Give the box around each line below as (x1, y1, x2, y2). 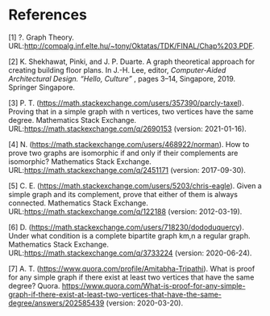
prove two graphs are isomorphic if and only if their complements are (8, 148, 239, 158)
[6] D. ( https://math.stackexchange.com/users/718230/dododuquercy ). (8, 222, 244, 232)
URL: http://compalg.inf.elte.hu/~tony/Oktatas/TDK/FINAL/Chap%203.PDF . (8, 40, 255, 50)
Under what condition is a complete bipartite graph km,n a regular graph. (8, 230, 251, 240)
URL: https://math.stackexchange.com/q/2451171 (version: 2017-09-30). (8, 165, 246, 175)
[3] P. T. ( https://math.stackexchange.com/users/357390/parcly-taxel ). (8, 98, 244, 107)
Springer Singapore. (8, 82, 75, 92)
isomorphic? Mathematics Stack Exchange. (8, 156, 152, 166)
